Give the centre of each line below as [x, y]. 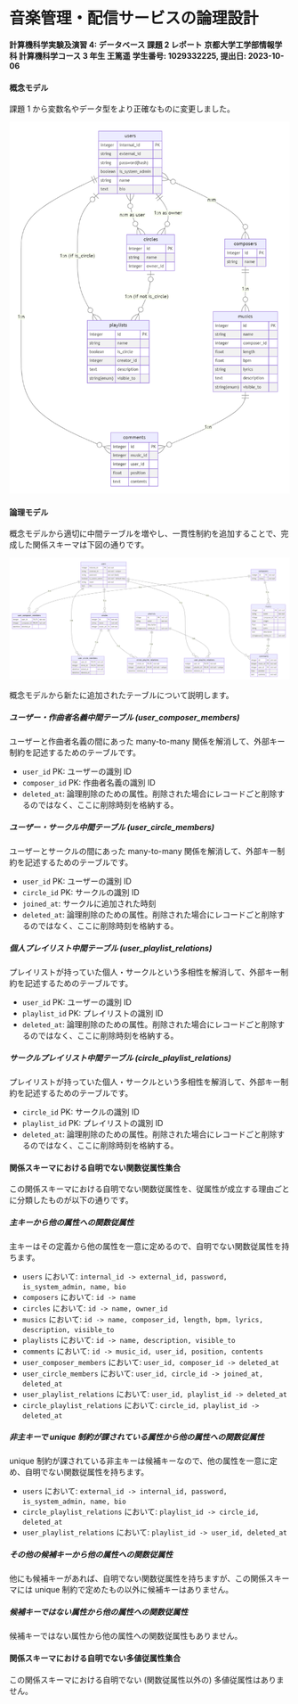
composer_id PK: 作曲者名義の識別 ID [89, 783]
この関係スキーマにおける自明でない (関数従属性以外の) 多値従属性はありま [147, 1679]
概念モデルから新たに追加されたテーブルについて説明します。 [121, 696]
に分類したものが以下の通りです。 [71, 1200]
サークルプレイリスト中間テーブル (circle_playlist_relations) [121, 1058]
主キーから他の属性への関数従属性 [72, 1222]
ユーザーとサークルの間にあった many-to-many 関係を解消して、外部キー [143, 852]
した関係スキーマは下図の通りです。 [83, 545]
